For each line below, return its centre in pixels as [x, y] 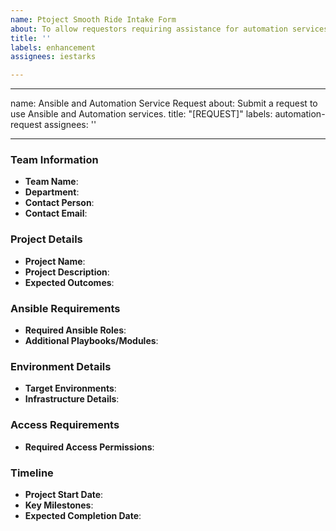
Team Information [54, 160]
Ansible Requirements [65, 308]
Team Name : [51, 182]
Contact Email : [56, 213]
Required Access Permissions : [89, 447]
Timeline [32, 473]
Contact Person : [59, 203]
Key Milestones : [59, 505]
